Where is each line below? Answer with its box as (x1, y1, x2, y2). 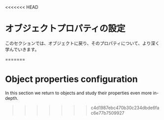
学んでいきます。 (5, 46, 39, 52)
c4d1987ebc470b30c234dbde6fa (91, 105, 160, 111)
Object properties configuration (5, 74, 138, 85)
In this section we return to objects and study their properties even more (5, 90, 152, 96)
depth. (5, 95, 19, 101)
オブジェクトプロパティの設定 (5, 23, 126, 34)
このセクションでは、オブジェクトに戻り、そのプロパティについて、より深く (5, 40, 160, 46)
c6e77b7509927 (91, 110, 125, 116)
